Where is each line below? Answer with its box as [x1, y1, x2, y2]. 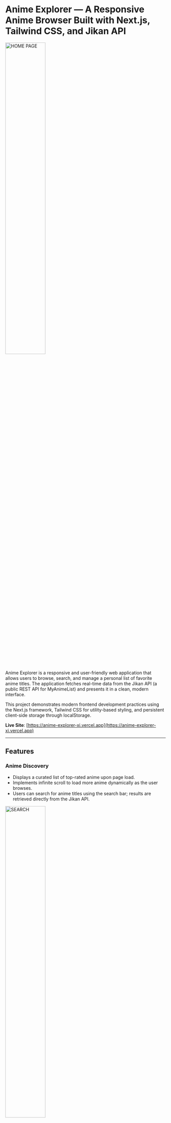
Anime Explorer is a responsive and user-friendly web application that [5, 670, 152, 676]
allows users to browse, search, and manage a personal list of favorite [5, 675, 153, 681]
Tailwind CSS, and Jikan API [5, 26, 126, 37]
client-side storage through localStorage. [5, 712, 92, 718]
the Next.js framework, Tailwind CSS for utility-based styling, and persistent [5, 706, 164, 713]
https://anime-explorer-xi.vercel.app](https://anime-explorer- [27, 722, 156, 728]
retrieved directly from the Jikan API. [12, 796, 90, 802]
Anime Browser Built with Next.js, [5, 14, 150, 26]
